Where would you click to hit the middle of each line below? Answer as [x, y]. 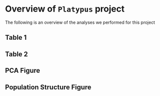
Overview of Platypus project [65, 9]
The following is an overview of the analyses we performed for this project [80, 22]
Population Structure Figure [48, 87]
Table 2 [17, 54]
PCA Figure [23, 71]
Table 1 [16, 38]
